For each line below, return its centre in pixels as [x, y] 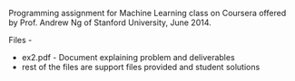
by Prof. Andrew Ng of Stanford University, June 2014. [110, 22]
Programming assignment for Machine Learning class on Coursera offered [147, 13]
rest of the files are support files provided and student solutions [141, 67]
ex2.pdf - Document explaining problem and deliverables [128, 57]
